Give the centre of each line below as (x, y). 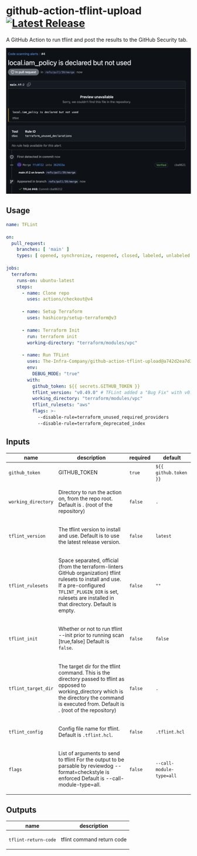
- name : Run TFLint (45, 355)
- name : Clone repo (45, 293)
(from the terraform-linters (91, 567)
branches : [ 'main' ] (43, 249)
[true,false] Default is (84, 642)
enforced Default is (81, 778)
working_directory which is (91, 691)
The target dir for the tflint (89, 666)
